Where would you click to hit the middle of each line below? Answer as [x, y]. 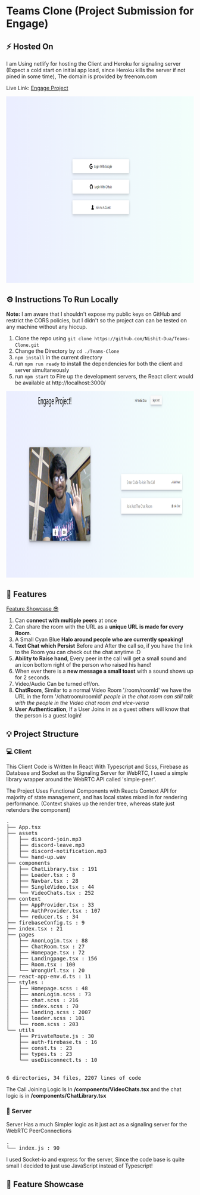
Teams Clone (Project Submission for [100, 11]
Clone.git [27, 345]
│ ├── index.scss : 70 [42, 1006]
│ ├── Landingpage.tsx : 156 [52, 959]
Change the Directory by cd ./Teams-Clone [67, 351]
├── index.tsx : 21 [35, 929]
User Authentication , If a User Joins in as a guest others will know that [102, 709]
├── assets [22, 833]
